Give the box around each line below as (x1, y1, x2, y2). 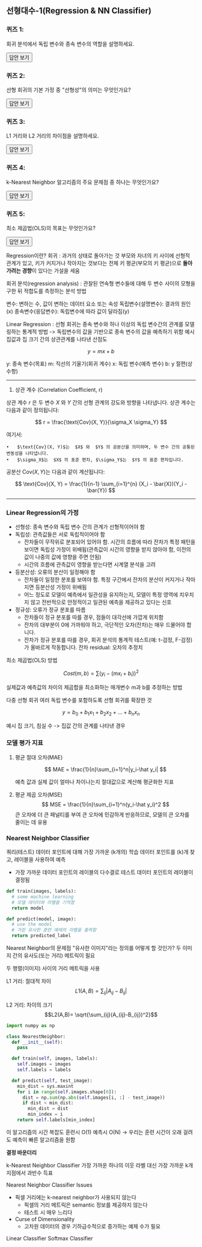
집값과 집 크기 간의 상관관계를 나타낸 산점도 (6, 335, 108, 342)
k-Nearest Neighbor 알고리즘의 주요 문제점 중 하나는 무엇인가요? (6, 178, 159, 186)
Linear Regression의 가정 (6, 508, 79, 517)
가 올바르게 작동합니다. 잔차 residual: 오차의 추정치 (23, 644, 143, 651)
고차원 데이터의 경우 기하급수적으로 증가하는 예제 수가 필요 (23, 1222, 161, 1230)
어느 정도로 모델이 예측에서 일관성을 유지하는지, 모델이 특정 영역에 (23, 591, 179, 598)
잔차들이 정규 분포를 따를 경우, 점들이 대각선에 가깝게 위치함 (23, 614, 164, 621)
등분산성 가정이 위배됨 (35, 583, 87, 591)
